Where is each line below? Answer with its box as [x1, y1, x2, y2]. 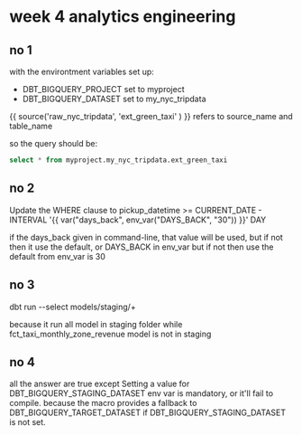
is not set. [9, 417, 47, 428]
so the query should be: [9, 138, 97, 148]
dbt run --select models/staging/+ [9, 301, 137, 312]
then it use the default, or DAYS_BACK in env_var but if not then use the [9, 241, 274, 252]
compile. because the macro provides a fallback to [9, 398, 197, 409]
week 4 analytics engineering [9, 6, 236, 27]
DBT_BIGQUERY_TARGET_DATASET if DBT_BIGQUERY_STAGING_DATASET [9, 407, 287, 418]
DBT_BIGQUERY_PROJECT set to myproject [22, 84, 185, 94]
